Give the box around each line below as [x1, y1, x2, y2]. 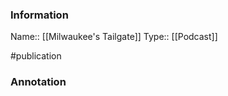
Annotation [10, 75, 67, 89]
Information [10, 8, 69, 22]
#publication [10, 50, 62, 62]
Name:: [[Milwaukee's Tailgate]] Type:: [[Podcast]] [10, 31, 218, 43]
